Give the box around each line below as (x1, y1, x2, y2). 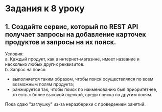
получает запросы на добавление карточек (5, 30, 146, 38)
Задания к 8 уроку (5, 3, 85, 14)
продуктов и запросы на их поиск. (5, 38, 116, 46)
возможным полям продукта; (12, 82, 74, 87)
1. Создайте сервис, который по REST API (5, 23, 139, 31)
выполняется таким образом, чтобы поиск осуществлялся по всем (12, 76, 154, 82)
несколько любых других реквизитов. (5, 61, 85, 67)
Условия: (5, 51, 24, 56)
